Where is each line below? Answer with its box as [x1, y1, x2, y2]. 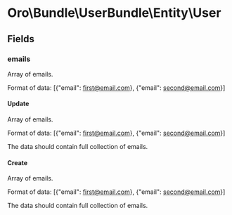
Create [7, 158, 28, 167]
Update [7, 100, 30, 108]
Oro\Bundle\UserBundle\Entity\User [7, 5, 221, 21]
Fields [7, 33, 35, 45]
